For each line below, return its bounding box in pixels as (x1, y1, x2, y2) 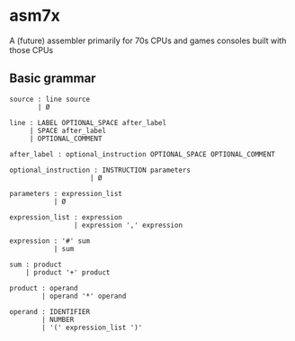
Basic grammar (9, 71, 96, 86)
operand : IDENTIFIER (9, 307, 91, 316)
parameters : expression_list (9, 189, 123, 198)
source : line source (9, 94, 91, 103)
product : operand (9, 283, 78, 292)
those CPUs (9, 44, 54, 55)
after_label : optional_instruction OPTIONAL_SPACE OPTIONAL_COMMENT (9, 149, 276, 158)
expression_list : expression (9, 212, 123, 221)
